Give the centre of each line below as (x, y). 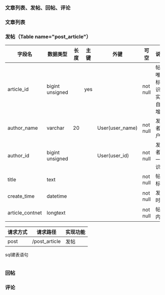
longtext (56, 213)
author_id (18, 156)
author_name (23, 128)
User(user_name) (118, 128)
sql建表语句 (17, 255)
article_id (18, 89)
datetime (57, 196)
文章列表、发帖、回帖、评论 (38, 7)
